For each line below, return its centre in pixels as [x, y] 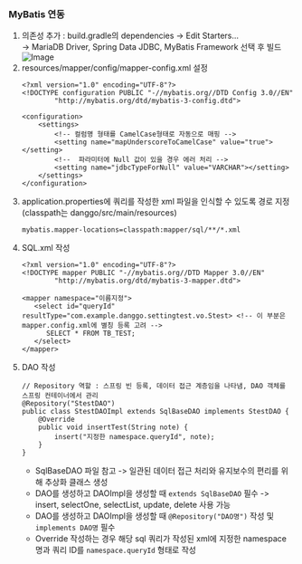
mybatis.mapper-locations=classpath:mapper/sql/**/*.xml [131, 230]
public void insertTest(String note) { [113, 427]
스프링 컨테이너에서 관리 [60, 396]
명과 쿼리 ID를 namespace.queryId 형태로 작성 [115, 550]
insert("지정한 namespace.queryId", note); [135, 437]
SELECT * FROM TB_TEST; [91, 334]
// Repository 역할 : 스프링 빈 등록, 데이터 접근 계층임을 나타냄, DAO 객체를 [154, 387]
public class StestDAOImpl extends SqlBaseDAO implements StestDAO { [156, 412]
